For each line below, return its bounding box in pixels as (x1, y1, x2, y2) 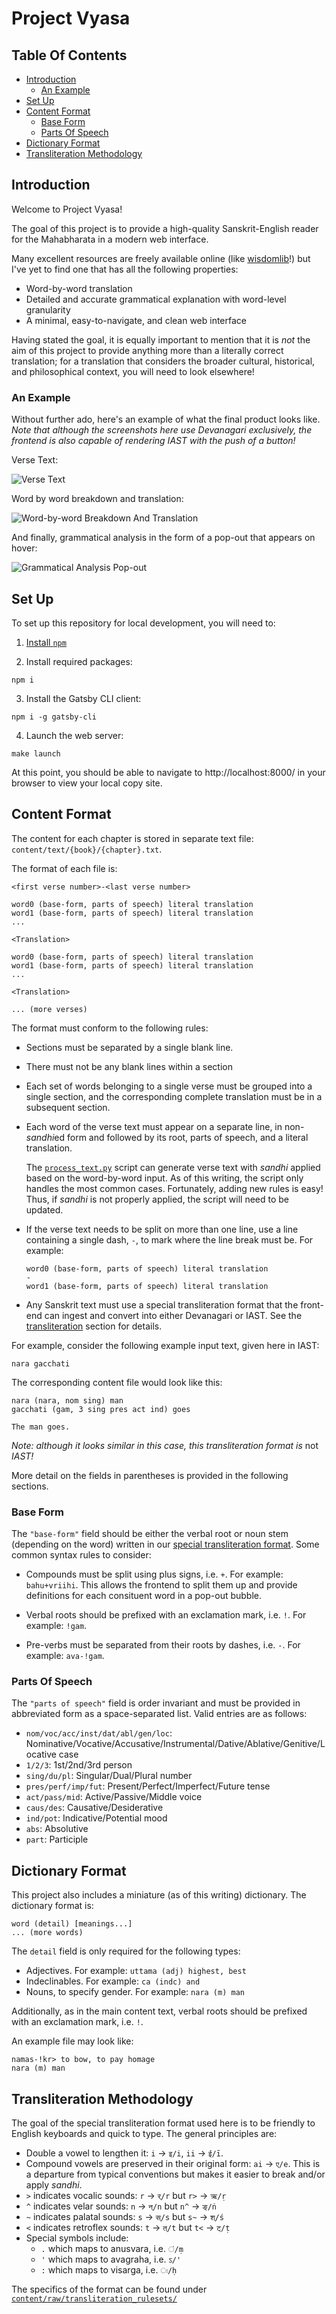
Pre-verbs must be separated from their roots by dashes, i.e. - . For (25, 1639, 301, 1651)
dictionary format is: (11, 1900, 94, 1912)
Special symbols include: (25, 2232, 129, 2244)
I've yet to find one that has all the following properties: (11, 263, 239, 275)
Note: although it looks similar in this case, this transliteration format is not (11, 1439, 319, 1451)
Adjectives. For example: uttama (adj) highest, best (25, 1965, 247, 1977)
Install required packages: (25, 655, 133, 667)
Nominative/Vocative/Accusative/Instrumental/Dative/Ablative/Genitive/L (25, 1738, 326, 1750)
